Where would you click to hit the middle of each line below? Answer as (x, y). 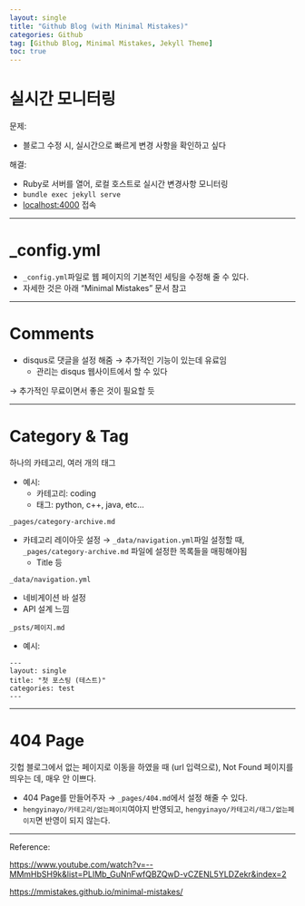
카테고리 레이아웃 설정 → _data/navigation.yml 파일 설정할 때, (133, 540)
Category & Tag (69, 437)
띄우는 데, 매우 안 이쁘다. (53, 778)
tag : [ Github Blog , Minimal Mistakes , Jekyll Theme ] (111, 43)
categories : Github (46, 34)
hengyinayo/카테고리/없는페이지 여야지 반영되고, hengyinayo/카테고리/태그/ (149, 809)
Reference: (30, 847)
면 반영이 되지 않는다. (73, 820)
